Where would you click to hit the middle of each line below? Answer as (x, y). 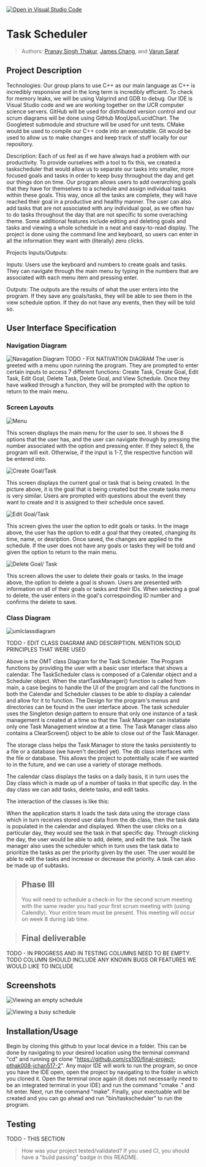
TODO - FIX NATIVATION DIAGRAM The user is (125, 359)
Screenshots (31, 986)
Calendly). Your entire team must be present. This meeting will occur (108, 912)
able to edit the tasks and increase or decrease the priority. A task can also (101, 859)
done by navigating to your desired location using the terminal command (98, 1053)
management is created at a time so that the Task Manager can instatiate (98, 720)
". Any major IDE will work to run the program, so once (129, 1066)
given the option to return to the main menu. (62, 552)
